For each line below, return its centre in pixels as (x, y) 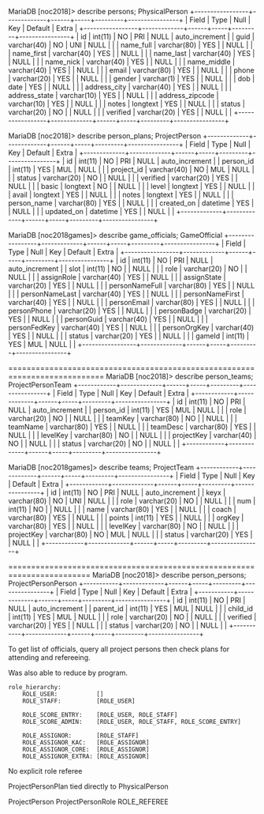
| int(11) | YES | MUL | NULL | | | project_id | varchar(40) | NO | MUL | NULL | (131, 170)
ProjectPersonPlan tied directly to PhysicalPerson (89, 786)
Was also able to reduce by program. (68, 673)
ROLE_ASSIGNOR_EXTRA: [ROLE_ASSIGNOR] (86, 756)
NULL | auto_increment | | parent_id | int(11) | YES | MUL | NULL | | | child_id (131, 609)
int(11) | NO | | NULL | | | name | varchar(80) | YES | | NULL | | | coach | (122, 509)
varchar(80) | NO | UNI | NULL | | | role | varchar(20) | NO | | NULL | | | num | (132, 501)
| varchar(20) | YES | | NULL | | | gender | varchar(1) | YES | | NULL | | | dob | (132, 79)
